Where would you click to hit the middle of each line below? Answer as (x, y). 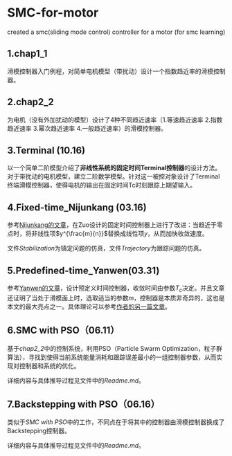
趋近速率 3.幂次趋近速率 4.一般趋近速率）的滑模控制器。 (87, 128)
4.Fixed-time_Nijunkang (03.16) (77, 207)
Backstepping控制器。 (39, 431)
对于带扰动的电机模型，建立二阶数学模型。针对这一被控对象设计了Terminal (114, 176)
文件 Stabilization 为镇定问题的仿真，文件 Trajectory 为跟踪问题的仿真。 (106, 248)
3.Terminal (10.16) (46, 150)
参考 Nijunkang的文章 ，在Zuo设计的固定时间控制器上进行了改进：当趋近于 (112, 225)
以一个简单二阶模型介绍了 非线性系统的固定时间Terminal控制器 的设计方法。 (114, 168)
